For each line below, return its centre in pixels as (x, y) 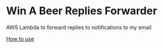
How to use (20, 39)
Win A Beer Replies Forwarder (82, 11)
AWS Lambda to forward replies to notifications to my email (79, 27)
